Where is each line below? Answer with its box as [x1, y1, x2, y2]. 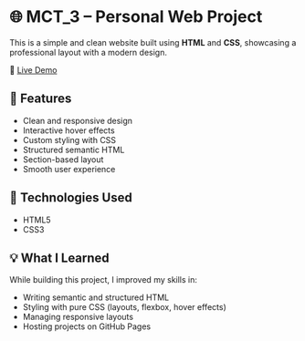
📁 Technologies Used [9, 190, 132, 206]
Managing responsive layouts [22, 312, 134, 323]
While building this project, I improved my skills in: [9, 274, 198, 285]
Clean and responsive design [22, 115, 133, 126]
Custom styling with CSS [22, 134, 117, 145]
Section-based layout [22, 153, 104, 165]
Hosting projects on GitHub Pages [22, 321, 152, 332]
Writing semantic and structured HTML [22, 292, 170, 303]
